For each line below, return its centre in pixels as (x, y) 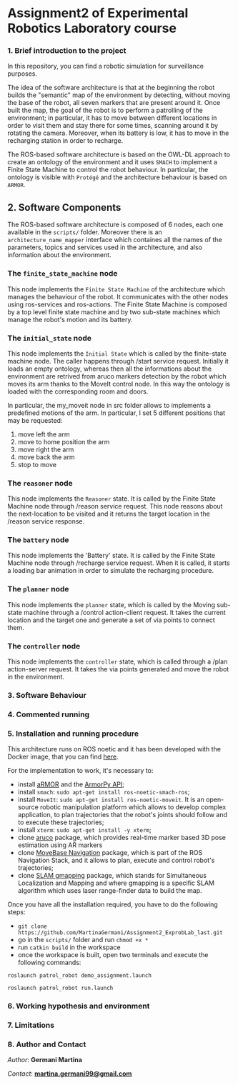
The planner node (38, 589)
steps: (16, 912)
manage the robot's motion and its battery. (70, 319)
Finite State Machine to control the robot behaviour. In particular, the (108, 170)
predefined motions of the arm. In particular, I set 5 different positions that (116, 413)
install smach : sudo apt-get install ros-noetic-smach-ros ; (104, 792)
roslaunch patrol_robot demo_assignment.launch (80, 976)
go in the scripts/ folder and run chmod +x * (83, 940)
